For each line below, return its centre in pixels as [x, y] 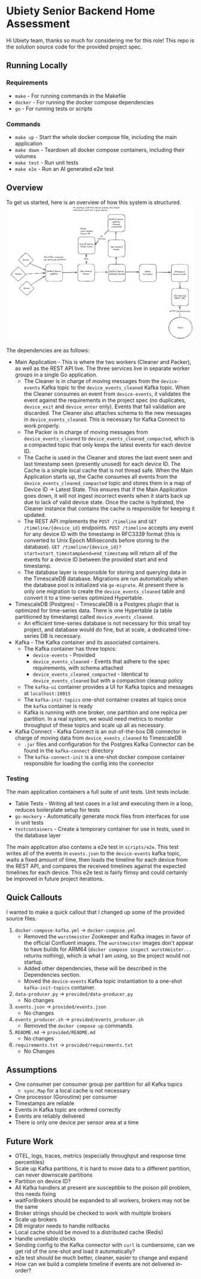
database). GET [42, 546]
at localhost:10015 [47, 693]
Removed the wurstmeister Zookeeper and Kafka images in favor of [107, 936]
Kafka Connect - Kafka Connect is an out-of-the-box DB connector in [100, 731]
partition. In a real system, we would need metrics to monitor [98, 718]
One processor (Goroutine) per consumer [66, 1097]
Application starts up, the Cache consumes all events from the [100, 476]
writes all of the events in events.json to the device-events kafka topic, [94, 853]
